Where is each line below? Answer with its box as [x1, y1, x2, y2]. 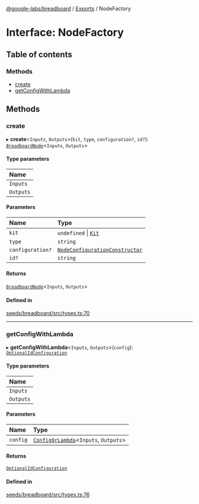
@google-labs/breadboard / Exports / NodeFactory [6, 5, 131, 12]
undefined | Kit [57, 229, 99, 237]
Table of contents [6, 49, 72, 59]
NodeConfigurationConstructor [57, 246, 143, 253]
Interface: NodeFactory [6, 26, 124, 39]
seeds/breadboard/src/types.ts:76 [6, 491, 90, 498]
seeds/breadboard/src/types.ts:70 [6, 310, 90, 317]
